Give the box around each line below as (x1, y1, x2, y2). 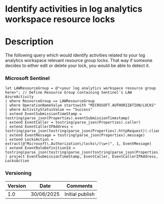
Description (5, 36, 54, 47)
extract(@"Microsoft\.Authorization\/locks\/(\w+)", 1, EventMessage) (5, 142, 152, 146)
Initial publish (64, 190, 95, 197)
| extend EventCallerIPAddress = (5, 124, 73, 129)
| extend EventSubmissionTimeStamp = (5, 111, 82, 117)
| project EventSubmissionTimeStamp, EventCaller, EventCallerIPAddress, (5, 154, 159, 159)
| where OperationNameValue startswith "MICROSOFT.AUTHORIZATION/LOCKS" (5, 103, 156, 108)
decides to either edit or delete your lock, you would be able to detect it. (5, 62, 150, 69)
